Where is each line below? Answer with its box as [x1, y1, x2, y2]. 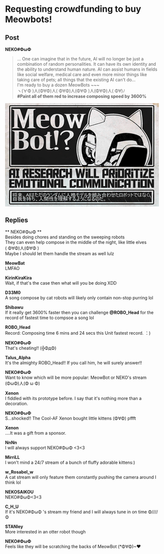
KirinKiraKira [5, 275, 32, 281]
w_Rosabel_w [5, 469, 34, 475]
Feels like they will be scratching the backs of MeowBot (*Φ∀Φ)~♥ [5, 544, 141, 550]
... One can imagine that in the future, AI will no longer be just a [17, 56, 144, 62]
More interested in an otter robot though [5, 529, 86, 535]
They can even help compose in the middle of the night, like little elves [5, 239, 147, 245]
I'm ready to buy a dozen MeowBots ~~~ [17, 82, 100, 88]
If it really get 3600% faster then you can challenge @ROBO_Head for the [5, 310, 154, 316]
